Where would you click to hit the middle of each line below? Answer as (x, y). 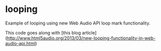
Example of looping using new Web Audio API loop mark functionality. (78, 23)
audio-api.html (20, 43)
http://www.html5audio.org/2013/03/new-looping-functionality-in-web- (81, 38)
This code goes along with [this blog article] (51, 32)
